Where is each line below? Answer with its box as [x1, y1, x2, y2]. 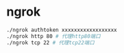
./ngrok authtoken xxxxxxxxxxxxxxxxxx [6, 26, 117, 33]
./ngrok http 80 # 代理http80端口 [6, 33, 101, 39]
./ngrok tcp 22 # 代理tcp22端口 [6, 39, 95, 46]
